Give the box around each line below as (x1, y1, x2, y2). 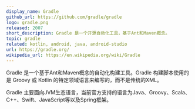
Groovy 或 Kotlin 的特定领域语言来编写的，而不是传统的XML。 (12, 76, 163, 83)
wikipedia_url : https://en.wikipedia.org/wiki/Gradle (6, 52, 141, 58)
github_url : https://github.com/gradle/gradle (6, 14, 122, 20)
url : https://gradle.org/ (6, 47, 69, 53)
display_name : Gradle (6, 8, 59, 15)
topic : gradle (6, 36, 41, 42)
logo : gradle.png (6, 19, 49, 25)
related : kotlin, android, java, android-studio (6, 42, 127, 47)
